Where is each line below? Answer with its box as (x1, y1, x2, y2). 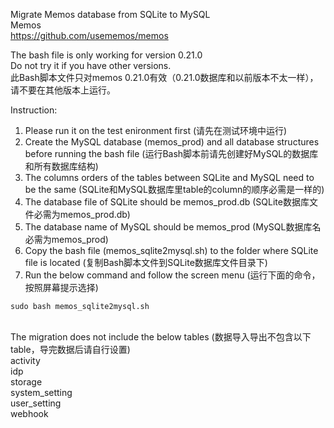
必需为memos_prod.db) (33, 209, 131, 220)
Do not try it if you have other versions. (10, 60, 172, 71)
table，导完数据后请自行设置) (10, 344, 131, 355)
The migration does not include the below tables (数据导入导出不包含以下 (10, 331, 312, 343)
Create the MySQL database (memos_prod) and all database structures (24, 136, 320, 148)
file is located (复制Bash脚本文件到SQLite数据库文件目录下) (24, 257, 268, 268)
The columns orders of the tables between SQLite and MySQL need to (24, 172, 315, 183)
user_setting (10, 397, 62, 409)
